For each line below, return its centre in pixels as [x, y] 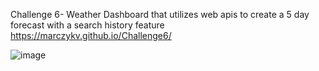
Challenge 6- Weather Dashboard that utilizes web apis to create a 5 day [160, 14]
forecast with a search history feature [87, 25]
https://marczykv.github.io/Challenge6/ [91, 35]
